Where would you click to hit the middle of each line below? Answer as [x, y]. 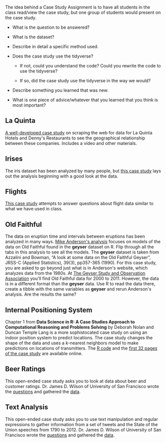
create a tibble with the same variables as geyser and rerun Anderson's [78, 289]
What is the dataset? [33, 37]
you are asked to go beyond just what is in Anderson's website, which [76, 268]
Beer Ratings [25, 369]
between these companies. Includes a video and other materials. [71, 143]
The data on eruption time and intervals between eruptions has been [75, 236]
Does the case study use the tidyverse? [53, 56]
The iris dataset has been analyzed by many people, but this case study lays [83, 171]
